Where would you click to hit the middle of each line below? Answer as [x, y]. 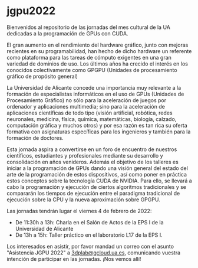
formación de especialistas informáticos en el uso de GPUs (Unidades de [95, 94]
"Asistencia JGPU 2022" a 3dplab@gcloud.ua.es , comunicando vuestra [94, 253]
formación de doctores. [35, 138]
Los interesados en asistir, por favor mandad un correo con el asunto [90, 246]
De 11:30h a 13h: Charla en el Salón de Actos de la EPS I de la [89, 222]
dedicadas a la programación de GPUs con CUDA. [67, 33]
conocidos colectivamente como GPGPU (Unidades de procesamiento [92, 70]
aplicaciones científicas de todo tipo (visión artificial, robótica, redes [90, 113]
